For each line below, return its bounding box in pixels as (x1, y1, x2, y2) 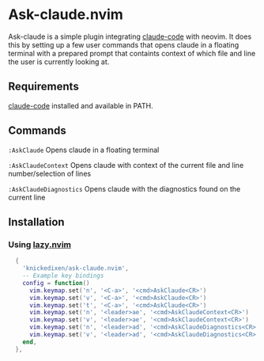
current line (8, 192, 46, 202)
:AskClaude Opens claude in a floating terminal (8, 145, 160, 154)
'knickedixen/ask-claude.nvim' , (22, 264, 129, 272)
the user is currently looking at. (8, 57, 110, 66)
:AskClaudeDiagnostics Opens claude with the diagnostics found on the (8, 184, 241, 193)
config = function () (22, 279, 90, 287)
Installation (8, 215, 65, 229)
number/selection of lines (8, 169, 92, 178)
